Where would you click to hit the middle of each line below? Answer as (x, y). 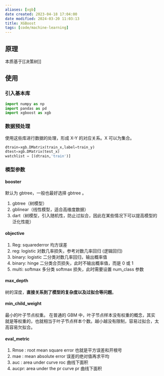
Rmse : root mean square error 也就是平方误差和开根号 (67, 350)
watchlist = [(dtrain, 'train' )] (38, 156)
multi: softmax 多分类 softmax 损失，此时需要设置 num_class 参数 (78, 269)
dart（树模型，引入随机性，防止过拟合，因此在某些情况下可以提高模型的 (85, 216)
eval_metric (17, 339)
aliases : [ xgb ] (20, 10)
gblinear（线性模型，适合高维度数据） (50, 209)
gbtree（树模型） (30, 204)
